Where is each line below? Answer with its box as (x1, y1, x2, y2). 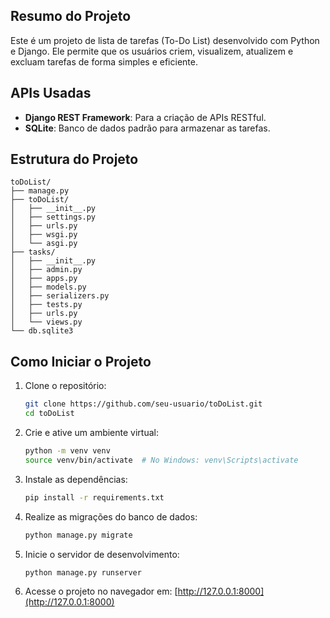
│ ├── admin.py (10, 265, 83, 275)
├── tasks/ (10, 247, 56, 258)
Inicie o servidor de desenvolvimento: (24, 548, 180, 560)
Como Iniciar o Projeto (10, 353, 152, 370)
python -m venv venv (24, 446, 111, 456)
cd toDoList (24, 409, 75, 419)
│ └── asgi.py (10, 239, 78, 249)
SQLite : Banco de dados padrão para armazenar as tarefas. (24, 122, 271, 134)
